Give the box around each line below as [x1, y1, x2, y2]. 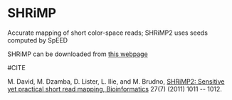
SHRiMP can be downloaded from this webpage [7, 50, 148, 58]
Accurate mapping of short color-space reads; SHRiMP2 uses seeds [7, 28, 209, 37]
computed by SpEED [7, 35, 68, 44]
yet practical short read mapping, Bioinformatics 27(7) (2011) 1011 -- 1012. [7, 84, 223, 93]
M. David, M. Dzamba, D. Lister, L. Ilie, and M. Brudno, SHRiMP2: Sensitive [7, 77, 225, 86]
